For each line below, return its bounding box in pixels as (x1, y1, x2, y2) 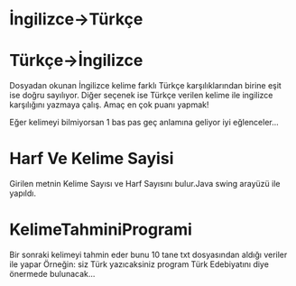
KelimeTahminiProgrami (9, 219, 192, 240)
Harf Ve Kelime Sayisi (9, 149, 174, 169)
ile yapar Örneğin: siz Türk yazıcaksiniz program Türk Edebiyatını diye (9, 259, 269, 270)
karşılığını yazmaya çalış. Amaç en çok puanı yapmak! (9, 99, 209, 110)
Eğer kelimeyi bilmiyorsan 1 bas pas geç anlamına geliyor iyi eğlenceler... (9, 117, 280, 128)
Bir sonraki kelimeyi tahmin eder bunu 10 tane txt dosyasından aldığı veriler (9, 249, 288, 260)
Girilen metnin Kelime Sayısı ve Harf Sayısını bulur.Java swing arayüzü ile (9, 179, 281, 189)
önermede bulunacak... (9, 269, 96, 279)
